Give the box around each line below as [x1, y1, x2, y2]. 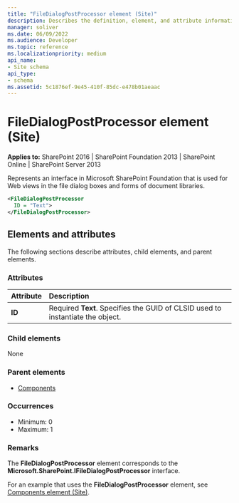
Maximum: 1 [17, 425, 53, 433]
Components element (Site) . [7, 488, 90, 497]
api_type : [7, 70, 37, 77]
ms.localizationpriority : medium [7, 51, 107, 58]
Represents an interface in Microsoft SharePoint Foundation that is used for [7, 174, 228, 182]
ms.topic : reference [7, 43, 69, 51]
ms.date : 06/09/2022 [7, 30, 69, 38]
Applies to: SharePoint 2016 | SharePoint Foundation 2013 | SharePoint [7, 152, 216, 161]
